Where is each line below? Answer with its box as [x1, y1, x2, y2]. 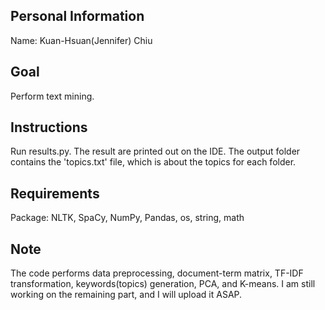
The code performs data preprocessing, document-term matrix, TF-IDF [10, 267, 304, 279]
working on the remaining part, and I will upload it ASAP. [10, 289, 243, 301]
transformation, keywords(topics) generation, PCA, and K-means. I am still [10, 278, 316, 290]
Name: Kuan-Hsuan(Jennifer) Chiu [10, 34, 153, 46]
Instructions [10, 119, 88, 136]
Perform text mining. [10, 90, 95, 102]
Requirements [10, 185, 100, 202]
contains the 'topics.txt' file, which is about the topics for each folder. [10, 156, 297, 168]
